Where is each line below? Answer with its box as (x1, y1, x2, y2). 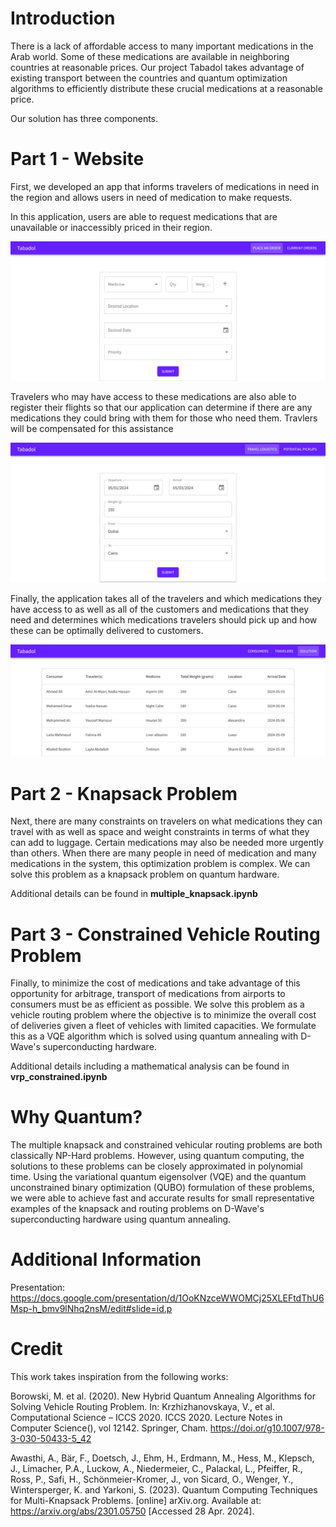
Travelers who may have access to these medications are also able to (10, 390, 297, 402)
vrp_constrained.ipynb (10, 1071, 108, 1083)
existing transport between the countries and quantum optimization (10, 72, 288, 84)
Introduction (10, 7, 116, 30)
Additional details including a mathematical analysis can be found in (10, 1060, 290, 1072)
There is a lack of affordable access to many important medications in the (10, 40, 314, 52)
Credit (10, 1338, 63, 1361)
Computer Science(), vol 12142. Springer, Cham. (10, 1422, 208, 1434)
